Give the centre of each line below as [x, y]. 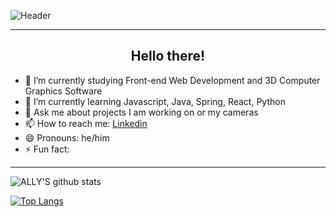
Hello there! [168, 56]
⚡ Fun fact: [47, 149]
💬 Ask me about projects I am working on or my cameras [141, 112]
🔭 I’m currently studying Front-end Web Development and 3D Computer [172, 80]
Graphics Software [63, 91]
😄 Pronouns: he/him [67, 137]
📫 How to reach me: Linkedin [86, 123]
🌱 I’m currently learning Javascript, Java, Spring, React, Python [155, 101]
